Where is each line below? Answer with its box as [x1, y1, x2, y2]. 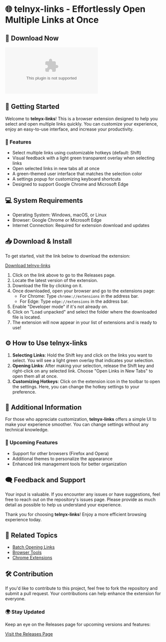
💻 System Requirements [5, 196, 83, 205]
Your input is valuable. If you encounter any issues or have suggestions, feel [5, 491, 161, 498]
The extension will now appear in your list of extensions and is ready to [12, 319, 157, 325]
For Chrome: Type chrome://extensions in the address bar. [19, 293, 139, 299]
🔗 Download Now [5, 34, 59, 43]
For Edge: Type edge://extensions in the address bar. [19, 298, 129, 304]
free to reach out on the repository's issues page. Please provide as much [5, 497, 156, 503]
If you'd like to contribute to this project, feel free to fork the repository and [5, 585, 158, 592]
